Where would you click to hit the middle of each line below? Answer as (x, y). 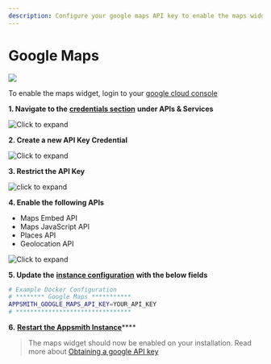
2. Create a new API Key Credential (68, 140)
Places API (38, 235)
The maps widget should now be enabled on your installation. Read (140, 343)
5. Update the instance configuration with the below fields (108, 275)
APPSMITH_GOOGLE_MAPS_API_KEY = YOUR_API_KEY (83, 304)
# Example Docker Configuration (63, 290)
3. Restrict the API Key (47, 171)
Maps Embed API (49, 217)
